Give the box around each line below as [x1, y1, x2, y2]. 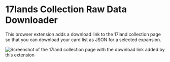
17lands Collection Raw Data [5, 4, 127, 15]
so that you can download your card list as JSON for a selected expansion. [5, 37, 161, 43]
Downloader [5, 14, 58, 26]
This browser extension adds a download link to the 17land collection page [5, 31, 161, 37]
